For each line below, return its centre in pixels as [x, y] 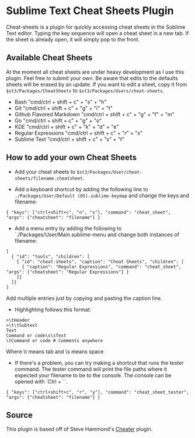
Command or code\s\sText [36, 335]
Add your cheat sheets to [45, 171]
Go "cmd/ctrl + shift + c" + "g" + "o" [58, 120]
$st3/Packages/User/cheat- [109, 172]
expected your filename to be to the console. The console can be [93, 375]
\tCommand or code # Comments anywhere [55, 340]
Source [20, 415]
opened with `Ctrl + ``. [41, 381]
